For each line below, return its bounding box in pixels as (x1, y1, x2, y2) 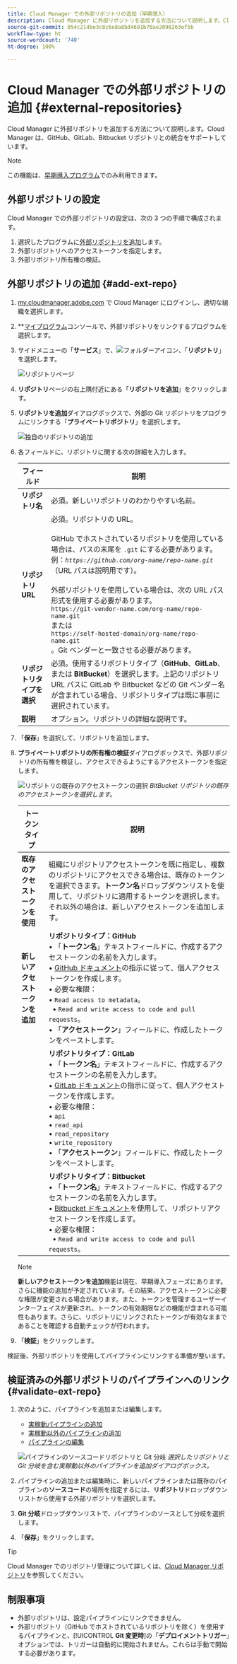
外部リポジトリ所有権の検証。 (17, 255, 104, 264)
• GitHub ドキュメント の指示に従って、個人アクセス (48, 962, 220, 972)
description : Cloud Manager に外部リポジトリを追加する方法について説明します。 (7, 17, 224, 24)
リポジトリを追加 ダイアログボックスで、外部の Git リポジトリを (17, 408, 202, 417)
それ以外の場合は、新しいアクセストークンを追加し (48, 902, 218, 912)
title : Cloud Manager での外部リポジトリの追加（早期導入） (7, 10, 169, 18)
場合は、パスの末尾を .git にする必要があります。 (51, 544, 217, 554)
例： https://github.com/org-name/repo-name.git (51, 554, 214, 564)
